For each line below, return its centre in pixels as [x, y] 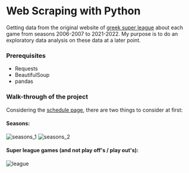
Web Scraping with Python [73, 11]
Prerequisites [26, 55]
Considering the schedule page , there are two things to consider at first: [94, 110]
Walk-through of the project [47, 97]
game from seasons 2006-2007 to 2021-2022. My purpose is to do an [92, 33]
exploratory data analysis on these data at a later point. [73, 40]
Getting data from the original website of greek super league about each [94, 27]
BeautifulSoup [32, 75]
